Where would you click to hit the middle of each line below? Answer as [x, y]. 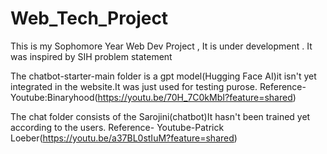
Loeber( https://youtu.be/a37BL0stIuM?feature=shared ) [124, 138]
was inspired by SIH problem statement [91, 56]
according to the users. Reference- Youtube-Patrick [117, 127]
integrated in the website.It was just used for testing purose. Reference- [158, 86]
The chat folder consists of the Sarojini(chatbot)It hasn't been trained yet [160, 116]
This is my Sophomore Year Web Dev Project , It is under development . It [161, 46]
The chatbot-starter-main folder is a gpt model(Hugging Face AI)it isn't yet [163, 76]
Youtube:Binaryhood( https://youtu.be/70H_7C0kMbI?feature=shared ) [153, 97]
